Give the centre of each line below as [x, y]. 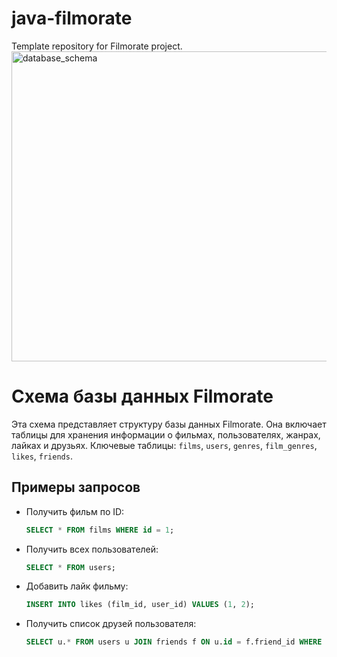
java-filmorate [72, 18]
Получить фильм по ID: [75, 511]
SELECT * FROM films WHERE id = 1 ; [100, 530]
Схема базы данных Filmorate [142, 396]
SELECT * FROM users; [71, 567]
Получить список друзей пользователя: [111, 624]
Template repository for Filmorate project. [97, 46]
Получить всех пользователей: [92, 549]
